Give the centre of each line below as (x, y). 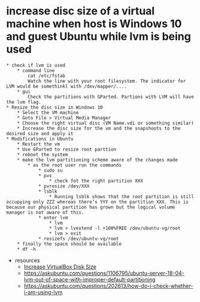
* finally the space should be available (69, 244)
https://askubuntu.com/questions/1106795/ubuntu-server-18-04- (104, 273)
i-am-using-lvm (43, 292)
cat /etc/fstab (47, 76)
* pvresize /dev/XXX (64, 186)
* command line (36, 70)
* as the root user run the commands (75, 165)
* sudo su (50, 170)
